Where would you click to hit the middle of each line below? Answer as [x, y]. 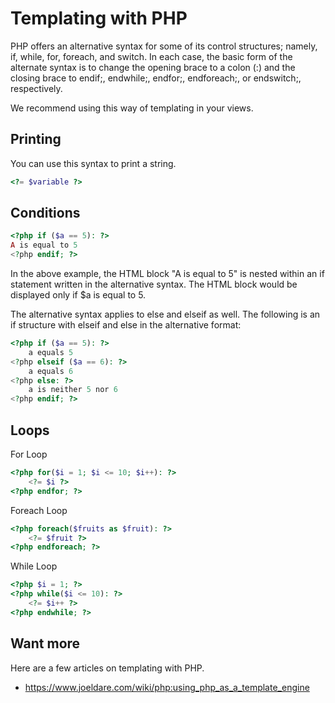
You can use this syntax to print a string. [93, 163]
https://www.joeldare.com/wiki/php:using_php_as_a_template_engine [167, 687]
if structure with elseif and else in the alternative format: [126, 325]
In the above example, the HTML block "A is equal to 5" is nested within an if [167, 274]
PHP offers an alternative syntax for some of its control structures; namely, [164, 46]
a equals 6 [51, 371]
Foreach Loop [39, 510]
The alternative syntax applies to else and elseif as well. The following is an [165, 314]
